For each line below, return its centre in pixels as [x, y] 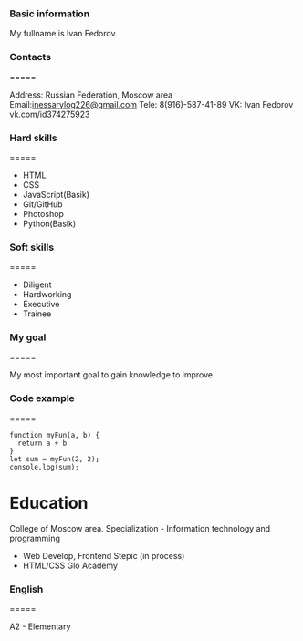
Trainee [37, 314]
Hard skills [33, 138]
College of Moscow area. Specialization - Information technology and [140, 528]
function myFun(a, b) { [55, 435]
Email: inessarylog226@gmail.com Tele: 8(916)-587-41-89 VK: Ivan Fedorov [151, 104]
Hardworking [47, 295]
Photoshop [43, 213]
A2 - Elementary [40, 626]
